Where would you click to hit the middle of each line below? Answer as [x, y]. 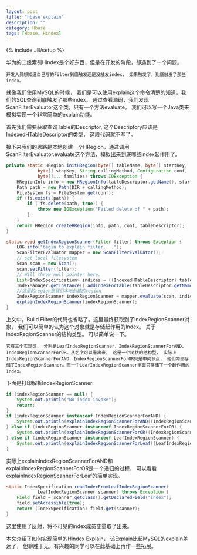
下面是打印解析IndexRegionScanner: [50, 383]
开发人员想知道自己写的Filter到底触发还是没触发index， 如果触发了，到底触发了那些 [96, 75]
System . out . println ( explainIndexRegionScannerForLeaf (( [86, 443]
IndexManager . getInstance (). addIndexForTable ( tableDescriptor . [96, 285]
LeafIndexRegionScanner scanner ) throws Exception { [103, 492]
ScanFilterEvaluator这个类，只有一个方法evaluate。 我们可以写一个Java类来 [98, 107]
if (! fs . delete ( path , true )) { [65, 204]
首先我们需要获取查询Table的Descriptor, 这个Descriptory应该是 [82, 127]
